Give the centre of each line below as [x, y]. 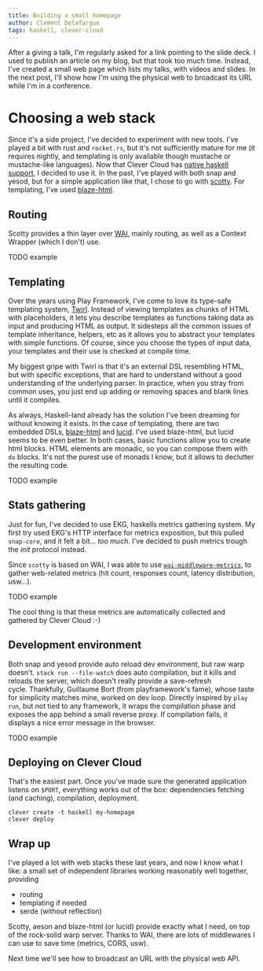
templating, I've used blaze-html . [61, 190]
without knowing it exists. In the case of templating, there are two [114, 423]
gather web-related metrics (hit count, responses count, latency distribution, [131, 573]
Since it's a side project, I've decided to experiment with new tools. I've [123, 139]
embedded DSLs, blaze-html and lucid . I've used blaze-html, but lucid [121, 432]
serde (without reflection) [60, 911]
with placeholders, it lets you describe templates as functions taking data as [131, 317]
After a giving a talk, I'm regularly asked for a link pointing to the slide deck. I [132, 53]
